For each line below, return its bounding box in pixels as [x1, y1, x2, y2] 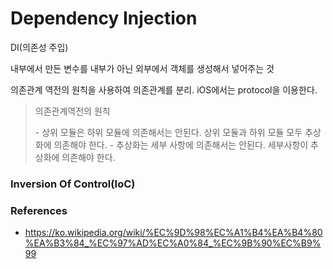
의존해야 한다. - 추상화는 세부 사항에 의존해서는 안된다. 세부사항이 [53, 138, 309, 151]
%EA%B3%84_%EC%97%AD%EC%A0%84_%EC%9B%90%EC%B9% [24, 237, 322, 249]
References [10, 203, 68, 217]
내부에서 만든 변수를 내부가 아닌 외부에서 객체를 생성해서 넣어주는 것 [10, 62, 275, 74]
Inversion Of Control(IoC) [10, 177, 136, 191]
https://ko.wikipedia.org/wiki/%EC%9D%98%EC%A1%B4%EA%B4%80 [24, 227, 323, 239]
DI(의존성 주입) [10, 41, 69, 53]
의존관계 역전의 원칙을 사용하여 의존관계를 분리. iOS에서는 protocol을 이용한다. [10, 83, 318, 96]
